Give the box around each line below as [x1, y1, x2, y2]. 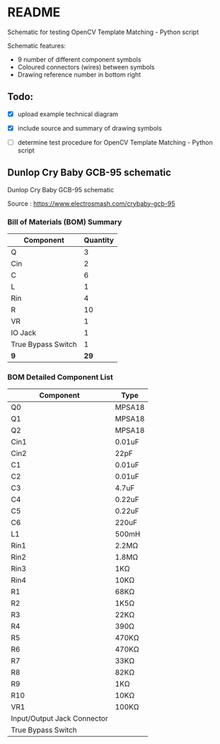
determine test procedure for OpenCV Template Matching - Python [17, 138, 214, 146]
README [7, 4, 61, 21]
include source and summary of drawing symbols [17, 123, 163, 132]
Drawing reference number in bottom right [17, 70, 141, 79]
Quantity [83, 235, 115, 245]
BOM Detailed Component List [7, 372, 113, 382]
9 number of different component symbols [17, 55, 141, 64]
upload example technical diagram [17, 109, 119, 118]
